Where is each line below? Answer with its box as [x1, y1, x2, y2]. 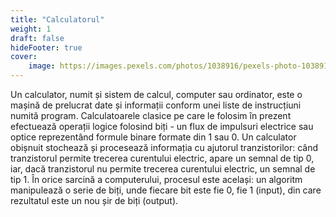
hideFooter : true [10, 42, 83, 53]
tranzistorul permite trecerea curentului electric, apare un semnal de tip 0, [10, 152, 315, 164]
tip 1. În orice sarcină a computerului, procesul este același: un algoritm [10, 174, 303, 185]
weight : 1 [10, 24, 52, 34]
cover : [10, 52, 38, 62]
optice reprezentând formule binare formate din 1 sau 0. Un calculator [10, 131, 297, 143]
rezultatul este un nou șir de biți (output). [10, 195, 179, 206]
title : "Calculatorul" [10, 14, 105, 25]
